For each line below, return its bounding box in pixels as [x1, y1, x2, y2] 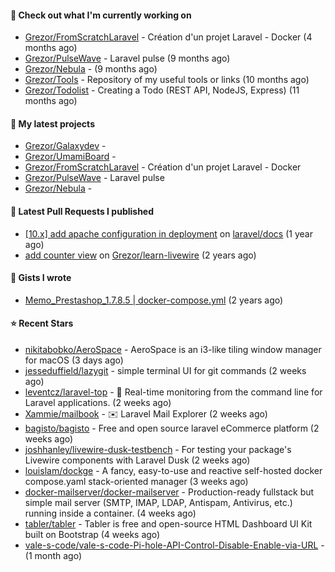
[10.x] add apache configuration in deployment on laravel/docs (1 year [24, 227, 313, 240]
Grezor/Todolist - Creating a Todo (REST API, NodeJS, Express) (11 [24, 84, 300, 96]
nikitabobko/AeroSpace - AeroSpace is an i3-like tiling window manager [24, 344, 322, 356]
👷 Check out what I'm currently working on [10, 9, 192, 21]
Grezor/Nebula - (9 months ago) [24, 63, 158, 75]
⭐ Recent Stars [10, 317, 74, 330]
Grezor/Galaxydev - [24, 140, 107, 152]
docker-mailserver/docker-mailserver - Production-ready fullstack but [24, 486, 315, 498]
